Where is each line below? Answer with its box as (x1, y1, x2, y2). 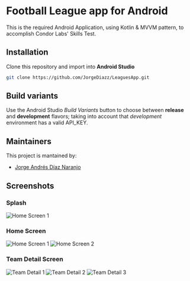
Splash (6, 199, 27, 207)
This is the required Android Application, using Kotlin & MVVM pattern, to (6, 24, 184, 31)
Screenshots (6, 181, 54, 191)
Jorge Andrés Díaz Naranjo (14, 164, 81, 171)
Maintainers (6, 136, 52, 146)
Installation (6, 47, 49, 58)
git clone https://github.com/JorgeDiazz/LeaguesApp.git (6, 74, 150, 81)
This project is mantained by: (6, 152, 77, 159)
